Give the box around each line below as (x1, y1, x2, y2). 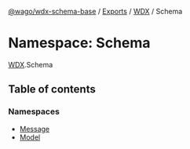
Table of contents (8, 82, 96, 96)
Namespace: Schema (8, 35, 151, 52)
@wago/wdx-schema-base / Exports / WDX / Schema (8, 7, 183, 16)
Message (19, 124, 49, 133)
